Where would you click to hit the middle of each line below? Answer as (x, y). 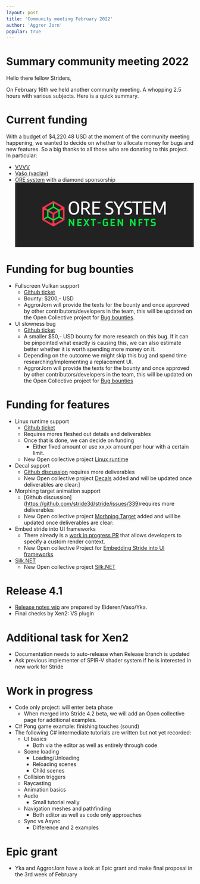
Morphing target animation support (58, 491)
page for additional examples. (60, 720)
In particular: (22, 155)
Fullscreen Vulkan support (47, 285)
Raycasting (37, 783)
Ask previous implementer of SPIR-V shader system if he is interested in (103, 661)
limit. (38, 453)
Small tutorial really (56, 802)
